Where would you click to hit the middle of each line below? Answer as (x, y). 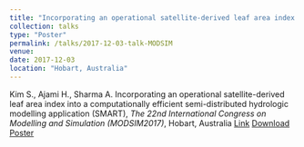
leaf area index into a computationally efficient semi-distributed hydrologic (149, 103)
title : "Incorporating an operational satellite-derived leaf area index (152, 18)
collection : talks (44, 26)
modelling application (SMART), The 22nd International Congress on (138, 113)
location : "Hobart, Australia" (69, 69)
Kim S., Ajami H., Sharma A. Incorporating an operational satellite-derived (147, 94)
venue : (22, 52)
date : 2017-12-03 (42, 60)
